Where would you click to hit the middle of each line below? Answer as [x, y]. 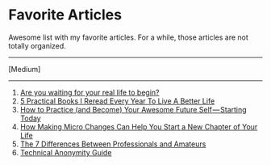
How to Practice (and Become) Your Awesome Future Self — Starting [133, 109]
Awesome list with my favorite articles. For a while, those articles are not [128, 37]
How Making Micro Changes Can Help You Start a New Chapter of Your [139, 126]
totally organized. [37, 45]
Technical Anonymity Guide [66, 152]
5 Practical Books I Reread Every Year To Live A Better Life [117, 101]
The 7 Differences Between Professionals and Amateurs [113, 144]
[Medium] [25, 69]
